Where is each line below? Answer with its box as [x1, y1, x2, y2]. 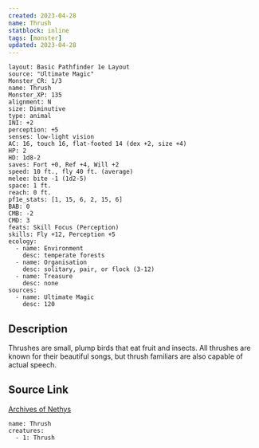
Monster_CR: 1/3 [8, 77, 62, 85]
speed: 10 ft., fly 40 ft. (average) [8, 168, 134, 176]
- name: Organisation [15, 258, 88, 267]
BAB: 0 [8, 202, 30, 211]
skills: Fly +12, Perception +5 [8, 230, 116, 239]
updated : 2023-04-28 [8, 41, 77, 49]
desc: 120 [22, 301, 56, 308]
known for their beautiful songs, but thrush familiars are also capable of [8, 352, 243, 361]
